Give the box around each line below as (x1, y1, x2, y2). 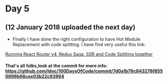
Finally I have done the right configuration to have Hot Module (12, 36, 141, 42)
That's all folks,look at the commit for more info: (5, 62, 108, 68)
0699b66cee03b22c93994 (5, 73, 64, 79)
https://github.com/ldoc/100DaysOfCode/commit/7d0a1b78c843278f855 (5, 68, 163, 74)
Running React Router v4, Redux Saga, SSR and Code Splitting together (5, 51, 153, 57)
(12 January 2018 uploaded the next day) (5, 23, 136, 31)
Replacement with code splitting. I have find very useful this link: (12, 41, 146, 47)
